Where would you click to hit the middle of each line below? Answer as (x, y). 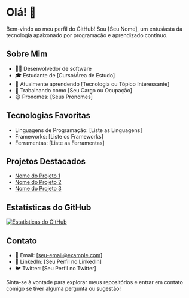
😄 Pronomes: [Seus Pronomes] (54, 97)
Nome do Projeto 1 (38, 176)
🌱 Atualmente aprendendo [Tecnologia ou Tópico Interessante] (92, 84)
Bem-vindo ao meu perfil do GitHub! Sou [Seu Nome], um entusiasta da (94, 29)
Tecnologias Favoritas (48, 115)
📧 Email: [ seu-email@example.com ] (59, 255)
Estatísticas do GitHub (49, 207)
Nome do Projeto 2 (38, 182)
